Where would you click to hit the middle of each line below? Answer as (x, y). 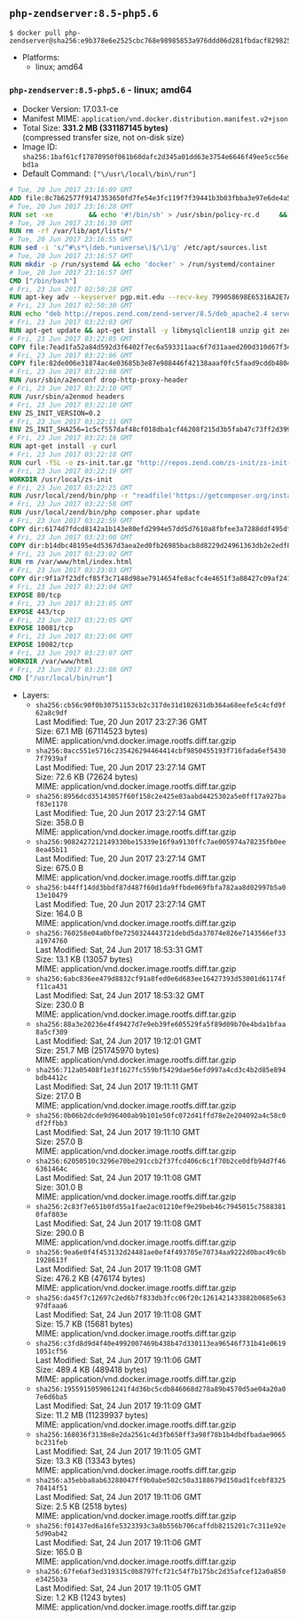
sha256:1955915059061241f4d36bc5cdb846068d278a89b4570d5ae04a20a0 (161, 1389)
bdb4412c (51, 1077)
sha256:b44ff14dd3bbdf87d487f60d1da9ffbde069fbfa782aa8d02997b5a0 (161, 887)
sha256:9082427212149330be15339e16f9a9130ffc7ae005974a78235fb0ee (161, 842)
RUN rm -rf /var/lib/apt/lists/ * (71, 231)
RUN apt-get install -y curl (63, 447)
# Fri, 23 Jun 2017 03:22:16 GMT (71, 438)
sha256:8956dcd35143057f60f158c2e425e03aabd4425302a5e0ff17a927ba (161, 796)
